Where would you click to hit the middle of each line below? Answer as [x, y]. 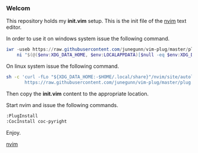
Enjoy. [14, 132]
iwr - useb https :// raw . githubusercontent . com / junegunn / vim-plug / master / [97, 49]
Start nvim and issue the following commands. [62, 105]
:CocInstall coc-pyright [37, 121]
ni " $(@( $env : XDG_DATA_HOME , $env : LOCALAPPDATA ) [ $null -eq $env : [99, 55]
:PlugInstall [22, 116]
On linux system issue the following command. [63, 66]
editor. [14, 27]
